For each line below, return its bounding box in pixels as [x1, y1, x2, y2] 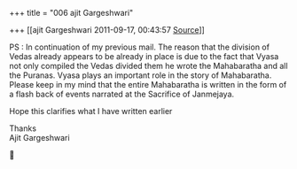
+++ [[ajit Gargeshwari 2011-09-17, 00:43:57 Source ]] [9, 25, 206, 35]
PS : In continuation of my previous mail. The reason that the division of [9, 42, 270, 52]
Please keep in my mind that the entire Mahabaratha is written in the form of [9, 80, 287, 89]
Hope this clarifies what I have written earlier [9, 106, 173, 116]
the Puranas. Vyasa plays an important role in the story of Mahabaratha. [9, 70, 272, 81]
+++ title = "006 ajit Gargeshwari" [9, 8, 134, 18]
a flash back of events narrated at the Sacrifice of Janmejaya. [9, 88, 235, 99]
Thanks [9, 123, 37, 134]
